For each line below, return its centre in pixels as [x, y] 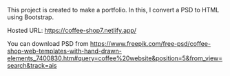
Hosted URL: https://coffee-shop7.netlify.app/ [72, 30]
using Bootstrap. [30, 17]
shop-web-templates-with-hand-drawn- [65, 51]
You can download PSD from [48, 43]
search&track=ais [32, 65]
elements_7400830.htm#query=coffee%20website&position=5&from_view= [115, 58]
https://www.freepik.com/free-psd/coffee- [150, 43]
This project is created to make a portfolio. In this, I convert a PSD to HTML [113, 10]
